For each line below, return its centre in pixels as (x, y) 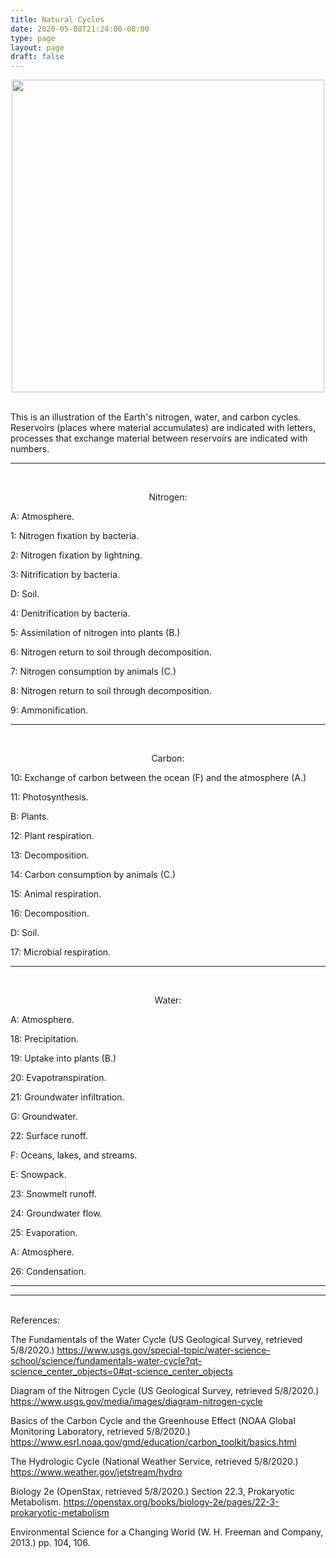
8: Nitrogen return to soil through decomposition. (111, 691)
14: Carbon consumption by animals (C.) (93, 875)
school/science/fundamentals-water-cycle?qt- (106, 1361)
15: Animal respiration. (56, 894)
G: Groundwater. (44, 1117)
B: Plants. (30, 817)
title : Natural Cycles (57, 19)
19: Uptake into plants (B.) (63, 1058)
